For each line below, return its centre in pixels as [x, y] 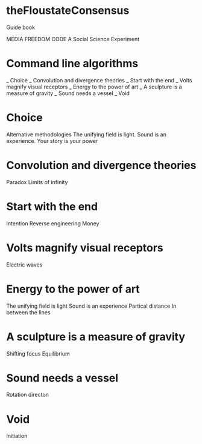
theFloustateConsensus [68, 11]
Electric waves [24, 265]
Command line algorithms [72, 64]
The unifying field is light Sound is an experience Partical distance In [91, 306]
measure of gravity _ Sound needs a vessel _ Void [68, 93]
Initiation [17, 436]
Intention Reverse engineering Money [53, 223]
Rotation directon [28, 395]
